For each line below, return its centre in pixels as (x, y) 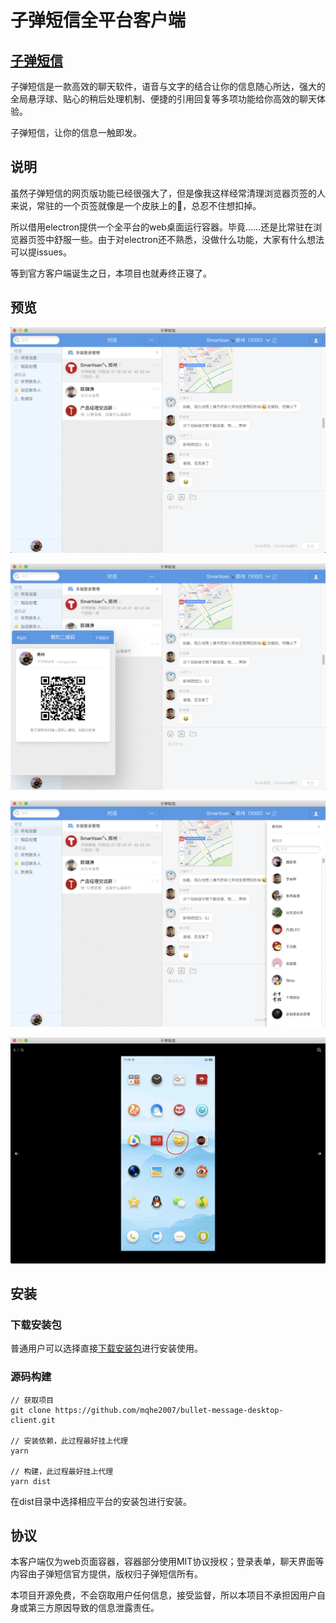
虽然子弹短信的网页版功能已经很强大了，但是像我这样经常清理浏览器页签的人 (168, 193)
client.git (33, 1420)
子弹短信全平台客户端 (98, 20)
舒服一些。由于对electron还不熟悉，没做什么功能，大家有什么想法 (189, 239)
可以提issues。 (41, 252)
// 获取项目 (32, 1400)
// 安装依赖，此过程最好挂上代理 (69, 1441)
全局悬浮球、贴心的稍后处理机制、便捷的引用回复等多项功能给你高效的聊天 (163, 99)
